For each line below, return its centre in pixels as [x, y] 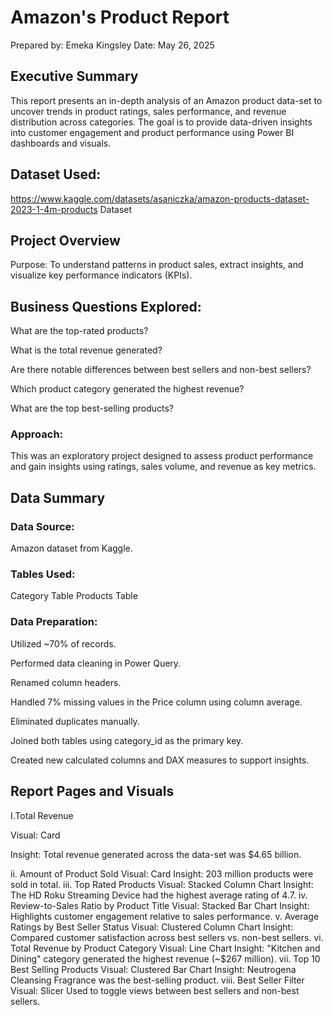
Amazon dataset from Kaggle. [71, 548]
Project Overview [65, 240]
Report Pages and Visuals [92, 791]
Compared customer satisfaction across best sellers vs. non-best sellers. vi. [167, 937]
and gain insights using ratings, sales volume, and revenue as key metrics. [163, 467]
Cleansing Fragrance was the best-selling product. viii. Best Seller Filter [157, 980]
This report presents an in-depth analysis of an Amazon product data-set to [166, 100]
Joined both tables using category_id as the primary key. [127, 740]
